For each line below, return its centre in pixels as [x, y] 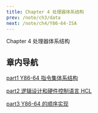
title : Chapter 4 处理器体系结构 [45, 12]
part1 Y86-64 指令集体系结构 [42, 78]
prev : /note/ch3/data [34, 18]
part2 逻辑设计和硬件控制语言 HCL [49, 91]
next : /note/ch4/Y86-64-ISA [42, 23]
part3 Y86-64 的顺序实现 [38, 104]
